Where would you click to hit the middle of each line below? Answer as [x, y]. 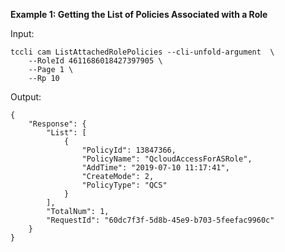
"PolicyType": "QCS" [124, 185]
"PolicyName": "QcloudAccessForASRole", [167, 159]
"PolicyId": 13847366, [129, 150]
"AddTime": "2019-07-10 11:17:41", [155, 168]
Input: [22, 33]
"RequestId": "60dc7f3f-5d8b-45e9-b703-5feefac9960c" [160, 220]
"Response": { [57, 124]
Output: [26, 97]
